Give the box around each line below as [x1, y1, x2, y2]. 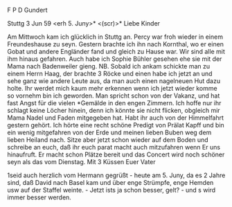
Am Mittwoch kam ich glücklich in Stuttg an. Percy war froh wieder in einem [7, 33, 224, 41]
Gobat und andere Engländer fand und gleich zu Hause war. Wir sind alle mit [7, 48, 225, 55]
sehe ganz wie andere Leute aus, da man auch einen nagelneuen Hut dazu [7, 77, 220, 85]
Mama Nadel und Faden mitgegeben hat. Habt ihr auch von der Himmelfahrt [7, 114, 224, 122]
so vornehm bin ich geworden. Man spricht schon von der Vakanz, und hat [7, 91, 220, 100]
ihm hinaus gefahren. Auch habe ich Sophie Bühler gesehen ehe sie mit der [7, 55, 222, 63]
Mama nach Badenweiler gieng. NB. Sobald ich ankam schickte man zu [7, 62, 211, 70]
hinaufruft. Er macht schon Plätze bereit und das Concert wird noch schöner [7, 150, 225, 159]
